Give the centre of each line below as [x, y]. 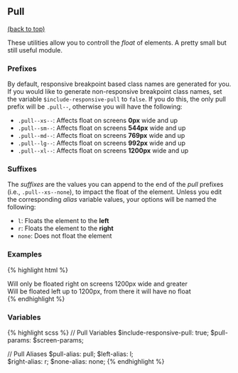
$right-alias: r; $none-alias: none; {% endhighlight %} [86, 361]
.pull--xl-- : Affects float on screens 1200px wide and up [103, 151]
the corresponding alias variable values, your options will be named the [112, 200]
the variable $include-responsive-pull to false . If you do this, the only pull [117, 99]
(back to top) [26, 28]
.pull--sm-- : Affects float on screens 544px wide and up [102, 128]
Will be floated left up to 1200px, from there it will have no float [99, 291]
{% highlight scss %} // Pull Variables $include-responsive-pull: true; [108, 333]
